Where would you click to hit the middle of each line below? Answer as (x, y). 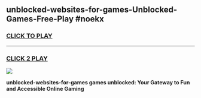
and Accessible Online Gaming (45, 88)
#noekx (90, 19)
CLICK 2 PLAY (27, 58)
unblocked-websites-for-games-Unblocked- (92, 10)
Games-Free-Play (40, 19)
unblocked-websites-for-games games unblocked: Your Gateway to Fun (98, 82)
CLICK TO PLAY (29, 36)
